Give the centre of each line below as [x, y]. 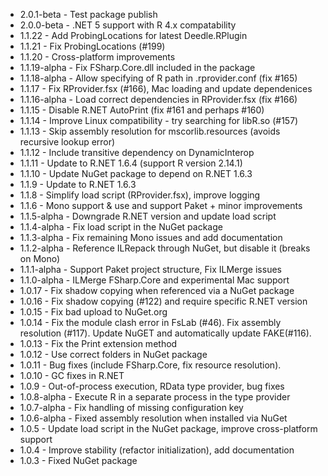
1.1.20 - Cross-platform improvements [97, 57]
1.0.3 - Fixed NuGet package [78, 460]
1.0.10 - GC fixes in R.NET [72, 375]
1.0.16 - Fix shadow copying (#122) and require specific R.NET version [163, 301]
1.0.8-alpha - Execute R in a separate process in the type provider [155, 397]
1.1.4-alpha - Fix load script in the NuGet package [121, 227]
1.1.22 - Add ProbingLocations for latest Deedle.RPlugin [133, 35]
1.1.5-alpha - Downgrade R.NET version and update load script [148, 216]
